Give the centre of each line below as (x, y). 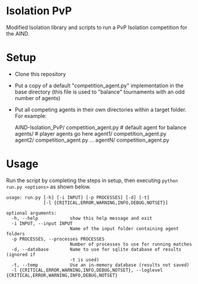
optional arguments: (32, 213)
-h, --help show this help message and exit (82, 218)
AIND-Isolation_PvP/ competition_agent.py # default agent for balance (100, 127)
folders (16, 234)
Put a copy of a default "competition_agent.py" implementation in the (99, 85)
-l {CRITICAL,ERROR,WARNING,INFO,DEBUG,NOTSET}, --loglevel (87, 270)
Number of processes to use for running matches (131, 244)
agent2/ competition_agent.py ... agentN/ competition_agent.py (92, 140)
